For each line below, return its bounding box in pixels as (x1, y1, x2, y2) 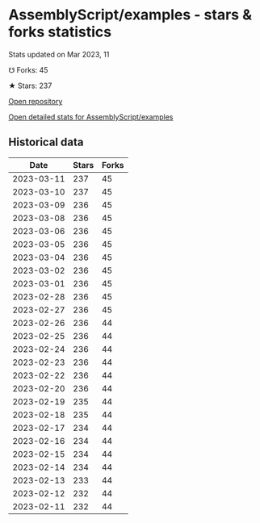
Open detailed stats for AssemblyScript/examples (8, 111, 174, 122)
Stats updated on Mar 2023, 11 (8, 49, 110, 59)
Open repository (8, 96, 63, 106)
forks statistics (8, 23, 111, 41)
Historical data (8, 136, 84, 149)
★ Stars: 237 (8, 81, 52, 90)
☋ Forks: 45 (8, 65, 48, 74)
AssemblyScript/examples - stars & (8, 6, 253, 24)
